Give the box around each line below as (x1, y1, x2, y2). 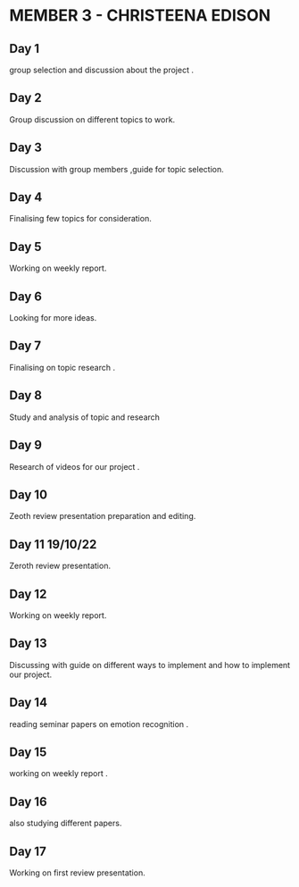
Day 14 (9, 695, 47, 710)
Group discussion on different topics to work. (9, 113, 176, 125)
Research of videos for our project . (9, 461, 140, 472)
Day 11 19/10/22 (9, 537, 97, 552)
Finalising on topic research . (9, 362, 116, 372)
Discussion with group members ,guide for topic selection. (9, 163, 225, 174)
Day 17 (9, 843, 46, 858)
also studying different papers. (9, 818, 122, 829)
